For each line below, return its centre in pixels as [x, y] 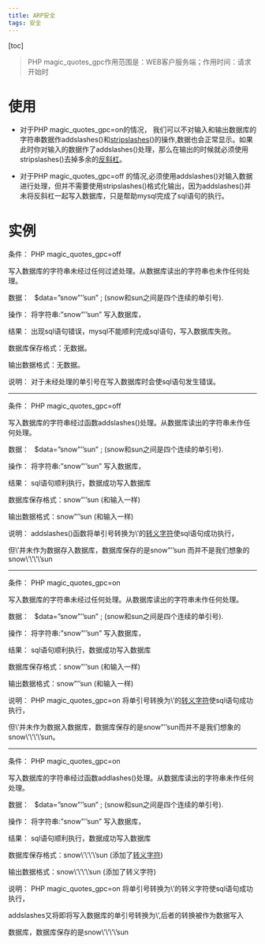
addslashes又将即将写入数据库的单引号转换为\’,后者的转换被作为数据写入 [126, 916]
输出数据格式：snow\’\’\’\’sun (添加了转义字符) [82, 872]
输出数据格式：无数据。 [46, 365]
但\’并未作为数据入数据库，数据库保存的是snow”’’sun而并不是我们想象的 [125, 727]
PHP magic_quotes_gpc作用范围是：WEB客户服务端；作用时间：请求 [139, 62]
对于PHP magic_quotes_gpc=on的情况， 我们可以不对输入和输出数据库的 [138, 130]
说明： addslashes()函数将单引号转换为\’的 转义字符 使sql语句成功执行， [123, 534]
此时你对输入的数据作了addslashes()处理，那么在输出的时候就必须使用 [134, 149]
